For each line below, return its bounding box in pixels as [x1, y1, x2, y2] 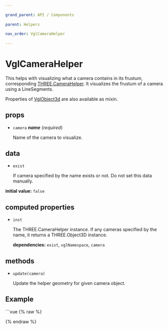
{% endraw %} [5, 318, 37, 324]
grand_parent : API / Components [5, 12, 74, 17]
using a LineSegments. [5, 86, 54, 92]
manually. [12, 178, 33, 184]
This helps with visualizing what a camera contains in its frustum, [5, 75, 143, 81]
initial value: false [5, 188, 45, 194]
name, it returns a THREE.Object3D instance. [12, 232, 108, 238]
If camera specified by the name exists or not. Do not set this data [12, 173, 152, 179]
